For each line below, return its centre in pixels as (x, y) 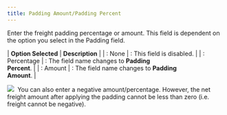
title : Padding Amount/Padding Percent (64, 13)
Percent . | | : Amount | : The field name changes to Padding (92, 68)
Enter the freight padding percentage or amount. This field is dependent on (113, 33)
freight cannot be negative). (46, 104)
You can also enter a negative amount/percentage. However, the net (114, 89)
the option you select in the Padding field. (66, 40)
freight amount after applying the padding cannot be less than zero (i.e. (108, 97)
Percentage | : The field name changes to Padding (79, 61)
